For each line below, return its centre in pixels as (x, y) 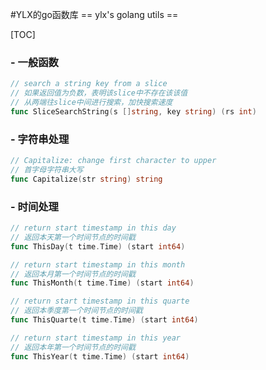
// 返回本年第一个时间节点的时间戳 (73, 347)
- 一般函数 (34, 62)
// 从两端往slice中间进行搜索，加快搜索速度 (91, 103)
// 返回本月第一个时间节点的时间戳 (73, 274)
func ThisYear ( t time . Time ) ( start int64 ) (100, 356)
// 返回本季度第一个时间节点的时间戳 (76, 311)
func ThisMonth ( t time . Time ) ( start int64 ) (102, 283)
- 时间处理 (34, 206)
